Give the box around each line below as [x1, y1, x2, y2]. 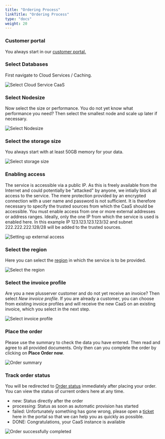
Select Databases [5, 61, 48, 68]
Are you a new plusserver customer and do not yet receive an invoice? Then [5, 290, 160, 297]
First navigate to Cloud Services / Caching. [5, 72, 92, 78]
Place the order [5, 328, 43, 335]
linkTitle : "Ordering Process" [5, 12, 69, 17]
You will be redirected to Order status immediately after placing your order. [5, 383, 157, 389]
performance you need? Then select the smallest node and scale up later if [5, 111, 158, 117]
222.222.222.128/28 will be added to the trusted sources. [5, 224, 122, 230]
